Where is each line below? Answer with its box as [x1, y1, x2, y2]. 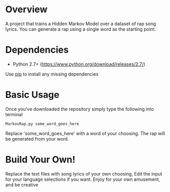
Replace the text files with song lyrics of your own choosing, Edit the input [5, 170, 163, 177]
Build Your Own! [5, 154, 75, 165]
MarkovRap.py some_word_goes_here [5, 121, 80, 126]
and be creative [5, 181, 39, 188]
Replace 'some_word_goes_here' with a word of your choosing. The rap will [5, 130, 165, 137]
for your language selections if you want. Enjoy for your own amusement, [5, 176, 160, 182]
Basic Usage [5, 89, 60, 101]
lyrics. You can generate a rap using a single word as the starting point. [5, 26, 156, 32]
